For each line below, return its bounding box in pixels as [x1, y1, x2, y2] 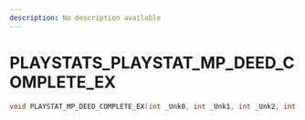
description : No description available [9, 13, 162, 23]
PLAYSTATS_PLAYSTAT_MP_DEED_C [9, 52, 295, 73]
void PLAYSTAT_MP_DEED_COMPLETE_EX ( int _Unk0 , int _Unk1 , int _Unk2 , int [9, 102, 297, 111]
